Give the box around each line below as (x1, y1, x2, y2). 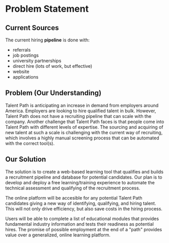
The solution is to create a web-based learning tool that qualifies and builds (5, 168, 164, 175)
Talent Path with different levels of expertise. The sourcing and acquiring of (5, 124, 164, 130)
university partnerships (12, 58, 62, 64)
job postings (12, 52, 39, 58)
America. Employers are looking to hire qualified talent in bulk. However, (5, 108, 156, 114)
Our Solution (5, 155, 46, 164)
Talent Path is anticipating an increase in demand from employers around (5, 102, 159, 108)
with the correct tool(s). (5, 140, 55, 146)
